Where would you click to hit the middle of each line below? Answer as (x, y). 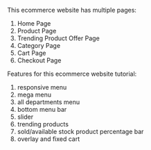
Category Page (39, 45)
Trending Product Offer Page (59, 38)
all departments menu (48, 102)
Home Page (34, 23)
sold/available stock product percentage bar (80, 132)
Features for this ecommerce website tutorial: (72, 74)
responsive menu (42, 87)
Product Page (37, 31)
